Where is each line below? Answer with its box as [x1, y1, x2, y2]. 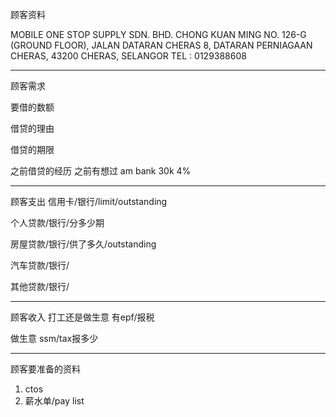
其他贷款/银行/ [10, 281, 70, 292]
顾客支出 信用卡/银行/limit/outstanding [10, 196, 168, 207]
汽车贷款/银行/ [10, 259, 70, 271]
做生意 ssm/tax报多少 [10, 333, 99, 344]
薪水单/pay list [24, 395, 85, 407]
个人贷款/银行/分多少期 [10, 217, 105, 228]
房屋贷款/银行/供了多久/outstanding [10, 238, 157, 250]
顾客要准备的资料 [10, 363, 81, 375]
